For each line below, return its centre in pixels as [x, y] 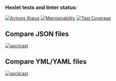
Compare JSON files [37, 34]
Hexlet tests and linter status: [41, 7]
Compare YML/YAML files [46, 61]
